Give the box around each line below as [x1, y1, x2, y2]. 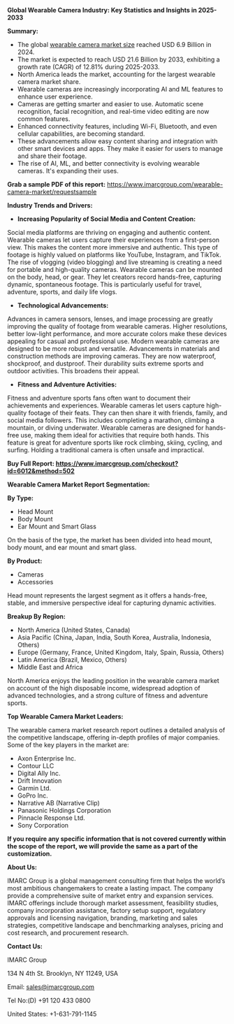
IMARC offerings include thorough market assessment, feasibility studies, [7, 899, 219, 907]
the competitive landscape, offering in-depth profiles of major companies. [7, 733, 220, 742]
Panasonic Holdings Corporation [17, 807, 112, 814]
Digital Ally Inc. [17, 769, 61, 777]
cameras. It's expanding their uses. [17, 167, 119, 175]
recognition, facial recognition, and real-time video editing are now [17, 108, 210, 115]
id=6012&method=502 [7, 467, 75, 475]
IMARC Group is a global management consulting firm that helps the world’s [7, 877, 226, 885]
